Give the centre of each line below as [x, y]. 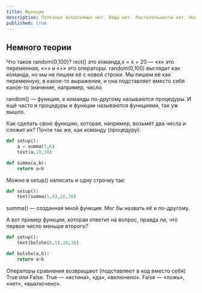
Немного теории [39, 47]
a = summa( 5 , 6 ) [36, 147]
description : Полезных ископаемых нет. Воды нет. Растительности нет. [96, 17]
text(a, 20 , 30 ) [35, 152]
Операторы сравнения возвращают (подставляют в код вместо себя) [96, 271]
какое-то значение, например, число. [55, 87]
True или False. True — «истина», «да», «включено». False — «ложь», [95, 277]
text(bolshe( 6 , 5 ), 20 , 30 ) [48, 243]
